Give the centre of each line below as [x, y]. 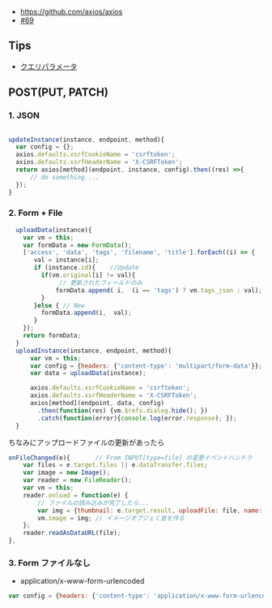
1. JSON [24, 115]
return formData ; [52, 336]
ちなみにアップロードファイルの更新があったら [86, 442]
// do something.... [64, 177]
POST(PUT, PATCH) [59, 93]
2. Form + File [36, 213]
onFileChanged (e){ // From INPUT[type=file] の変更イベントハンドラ [130, 458]
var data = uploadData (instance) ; [88, 373]
